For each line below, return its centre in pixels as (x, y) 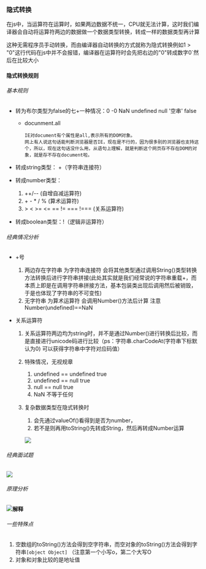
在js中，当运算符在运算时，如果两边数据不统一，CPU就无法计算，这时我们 (100, 24)
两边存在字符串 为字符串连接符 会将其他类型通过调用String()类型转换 (111, 270)
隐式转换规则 (22, 75)
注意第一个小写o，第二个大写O (113, 552)
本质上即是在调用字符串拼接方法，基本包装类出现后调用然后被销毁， (110, 285)
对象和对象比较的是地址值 (48, 559)
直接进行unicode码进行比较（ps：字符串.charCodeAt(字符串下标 (111, 341)
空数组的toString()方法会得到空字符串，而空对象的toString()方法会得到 (104, 544)
